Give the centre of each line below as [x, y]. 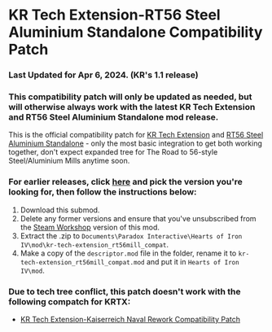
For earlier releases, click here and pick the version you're [125, 182]
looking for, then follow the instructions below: [103, 192]
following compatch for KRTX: [70, 301]
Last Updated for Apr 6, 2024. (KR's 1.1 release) [103, 75]
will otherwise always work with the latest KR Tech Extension [132, 107]
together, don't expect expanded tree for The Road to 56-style [113, 152]
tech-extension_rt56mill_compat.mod [82, 262]
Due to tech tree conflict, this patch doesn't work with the [125, 291]
